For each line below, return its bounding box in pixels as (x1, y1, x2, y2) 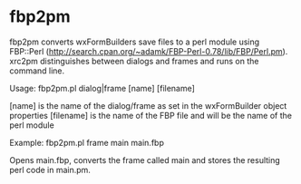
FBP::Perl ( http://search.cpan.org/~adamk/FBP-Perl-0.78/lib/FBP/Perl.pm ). (9, 45, 288, 56)
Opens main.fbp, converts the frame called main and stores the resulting (9, 154, 281, 165)
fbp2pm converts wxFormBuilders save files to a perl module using (9, 36, 260, 47)
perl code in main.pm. (9, 164, 91, 175)
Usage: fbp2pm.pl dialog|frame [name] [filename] (9, 82, 195, 93)
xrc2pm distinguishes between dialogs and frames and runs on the (9, 55, 259, 66)
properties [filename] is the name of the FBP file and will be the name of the (9, 110, 293, 121)
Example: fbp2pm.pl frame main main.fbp (9, 137, 165, 148)
